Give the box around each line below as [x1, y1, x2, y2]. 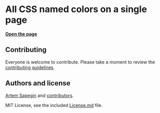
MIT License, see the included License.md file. [5, 102, 103, 108]
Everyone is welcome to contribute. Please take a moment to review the [5, 59, 155, 65]
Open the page [5, 31, 37, 37]
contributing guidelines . [5, 64, 55, 70]
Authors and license [5, 79, 71, 88]
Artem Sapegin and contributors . [5, 92, 74, 98]
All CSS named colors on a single [5, 4, 147, 15]
